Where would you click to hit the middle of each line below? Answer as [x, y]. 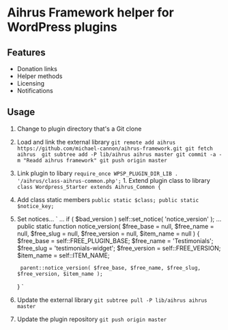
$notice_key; [35, 206]
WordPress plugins [62, 27]
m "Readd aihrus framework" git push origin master [92, 160]
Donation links [37, 69]
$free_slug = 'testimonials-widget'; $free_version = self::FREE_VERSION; [119, 248]
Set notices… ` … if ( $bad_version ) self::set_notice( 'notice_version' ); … [119, 219]
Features [26, 52]
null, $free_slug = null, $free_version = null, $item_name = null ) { [108, 233]
